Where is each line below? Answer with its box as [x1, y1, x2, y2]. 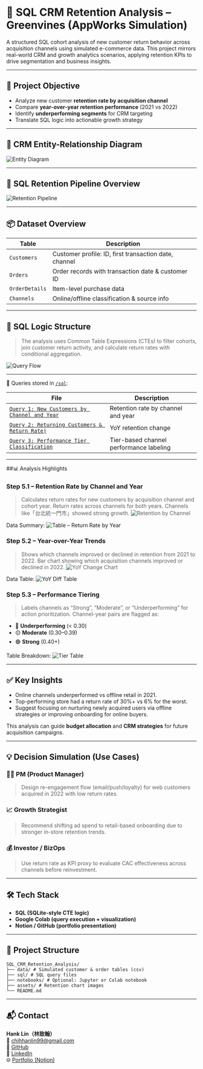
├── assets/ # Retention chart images [6, 982, 104, 989]
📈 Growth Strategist [6, 806, 68, 814]
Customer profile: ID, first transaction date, [52, 250, 173, 258]
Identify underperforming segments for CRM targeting [14, 110, 153, 117]
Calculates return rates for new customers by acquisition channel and [21, 496, 195, 503]
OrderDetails [9, 286, 47, 292]
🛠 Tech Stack [6, 890, 59, 900]
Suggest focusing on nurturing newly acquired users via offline [14, 704, 172, 711]
